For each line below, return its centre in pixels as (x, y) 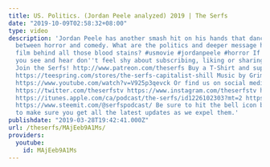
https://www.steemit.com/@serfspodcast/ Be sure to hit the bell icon (136, 105)
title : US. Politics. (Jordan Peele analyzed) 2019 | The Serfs (118, 16)
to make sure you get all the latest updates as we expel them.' (127, 113)
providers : (27, 135)
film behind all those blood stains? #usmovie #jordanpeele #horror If (138, 53)
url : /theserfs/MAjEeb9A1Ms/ (57, 128)
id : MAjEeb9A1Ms (50, 150)
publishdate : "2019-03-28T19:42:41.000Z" (79, 120)
